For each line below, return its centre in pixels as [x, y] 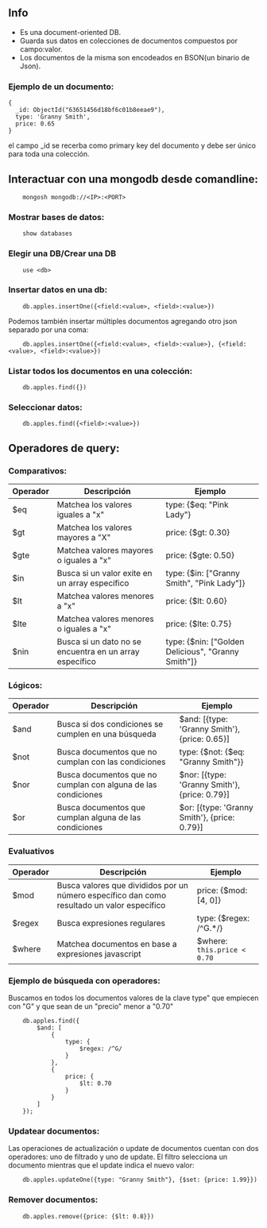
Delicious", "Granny [203, 652]
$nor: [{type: [203, 775]
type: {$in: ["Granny [203, 573]
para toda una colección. [49, 154]
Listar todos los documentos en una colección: [101, 371]
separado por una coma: [48, 330]
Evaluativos [31, 851]
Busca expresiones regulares [111, 923]
